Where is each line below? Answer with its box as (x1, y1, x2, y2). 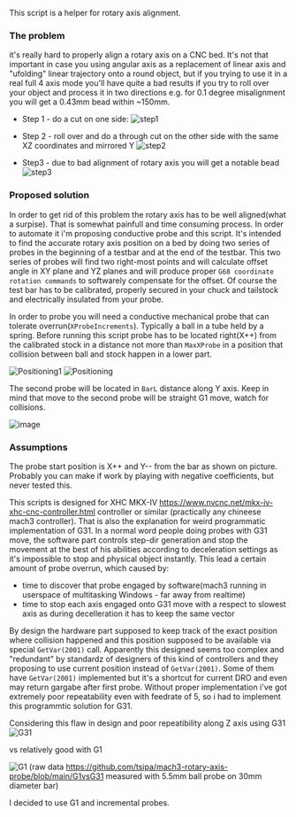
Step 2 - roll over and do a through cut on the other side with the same (21, 131, 279, 142)
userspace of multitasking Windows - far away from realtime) (21, 589, 246, 600)
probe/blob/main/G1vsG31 (9, 770, 104, 782)
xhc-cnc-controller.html (9, 506, 95, 517)
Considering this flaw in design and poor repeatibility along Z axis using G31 (9, 717, 285, 728)
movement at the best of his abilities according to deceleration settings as (9, 543, 278, 554)
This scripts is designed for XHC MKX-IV (9, 497, 157, 507)
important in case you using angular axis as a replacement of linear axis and (9, 59, 286, 70)
